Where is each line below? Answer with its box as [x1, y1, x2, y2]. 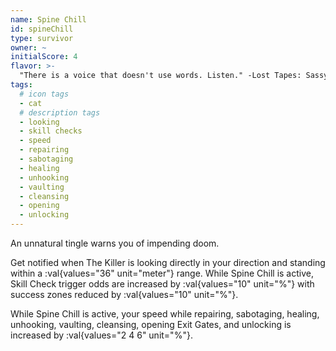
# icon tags [19, 89, 70, 99]
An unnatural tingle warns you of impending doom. [10, 237, 220, 249]
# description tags [19, 107, 101, 118]
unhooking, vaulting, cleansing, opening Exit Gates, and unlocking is [10, 319, 292, 330]
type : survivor [10, 33, 74, 43]
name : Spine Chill [10, 14, 87, 25]
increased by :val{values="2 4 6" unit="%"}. [10, 329, 193, 341]
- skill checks [19, 126, 83, 136]
